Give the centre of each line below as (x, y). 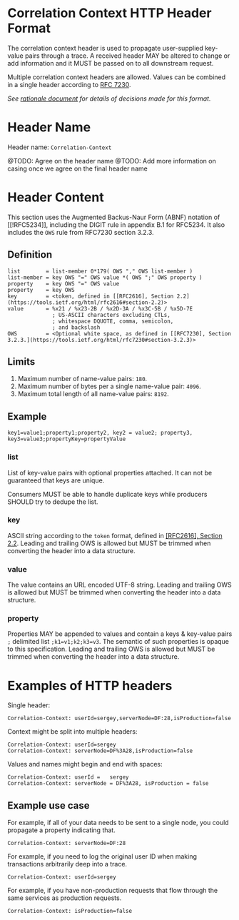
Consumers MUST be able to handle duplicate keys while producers (107, 494)
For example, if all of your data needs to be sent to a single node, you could (118, 823)
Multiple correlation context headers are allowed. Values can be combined (117, 77)
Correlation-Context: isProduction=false (70, 911)
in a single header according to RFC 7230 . (69, 84)
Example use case (49, 805)
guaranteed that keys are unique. (56, 480)
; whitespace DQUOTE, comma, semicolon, (113, 321)
